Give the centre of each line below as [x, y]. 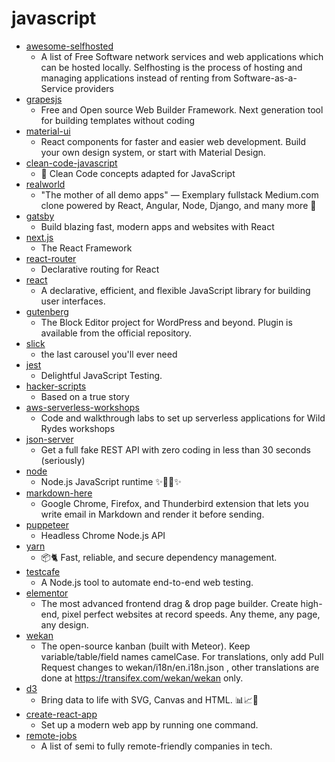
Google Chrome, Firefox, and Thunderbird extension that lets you [174, 503]
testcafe [43, 571]
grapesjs [44, 99]
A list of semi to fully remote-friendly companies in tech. [156, 746]
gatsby [40, 216]
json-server [49, 439]
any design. [64, 624]
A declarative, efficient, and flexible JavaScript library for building [175, 290]
